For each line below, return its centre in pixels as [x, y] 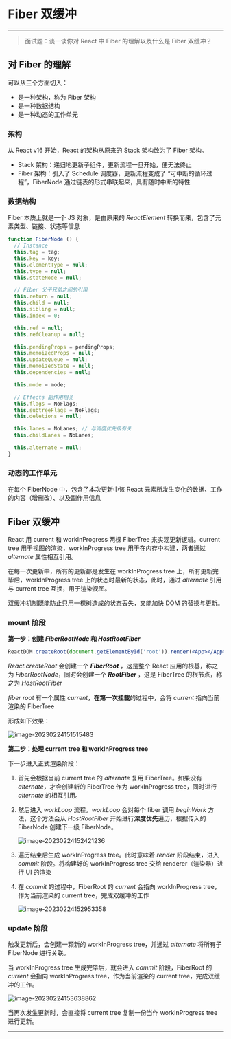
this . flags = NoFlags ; [46, 404]
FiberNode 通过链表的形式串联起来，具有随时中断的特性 [111, 182]
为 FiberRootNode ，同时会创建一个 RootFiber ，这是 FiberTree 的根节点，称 [115, 675]
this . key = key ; [37, 259]
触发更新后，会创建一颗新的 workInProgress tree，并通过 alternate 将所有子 [115, 944]
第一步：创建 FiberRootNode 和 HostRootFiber [74, 639]
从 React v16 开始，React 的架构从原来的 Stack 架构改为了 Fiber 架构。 [108, 150]
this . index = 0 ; [37, 316]
